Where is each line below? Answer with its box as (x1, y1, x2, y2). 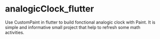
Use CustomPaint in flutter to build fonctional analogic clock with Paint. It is (5, 19, 156, 25)
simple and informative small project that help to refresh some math (5, 24, 141, 30)
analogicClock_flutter (5, 3, 94, 14)
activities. (5, 29, 24, 35)
